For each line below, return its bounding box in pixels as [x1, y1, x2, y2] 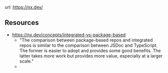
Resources [5, 18, 39, 27]
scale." [19, 58, 34, 64]
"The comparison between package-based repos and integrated [19, 37, 153, 43]
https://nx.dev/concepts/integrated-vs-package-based [12, 32, 126, 38]
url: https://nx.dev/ [5, 4, 43, 10]
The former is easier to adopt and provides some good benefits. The [19, 47, 161, 54]
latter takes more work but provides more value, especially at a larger [19, 53, 163, 59]
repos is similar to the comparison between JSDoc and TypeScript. [19, 42, 158, 48]
